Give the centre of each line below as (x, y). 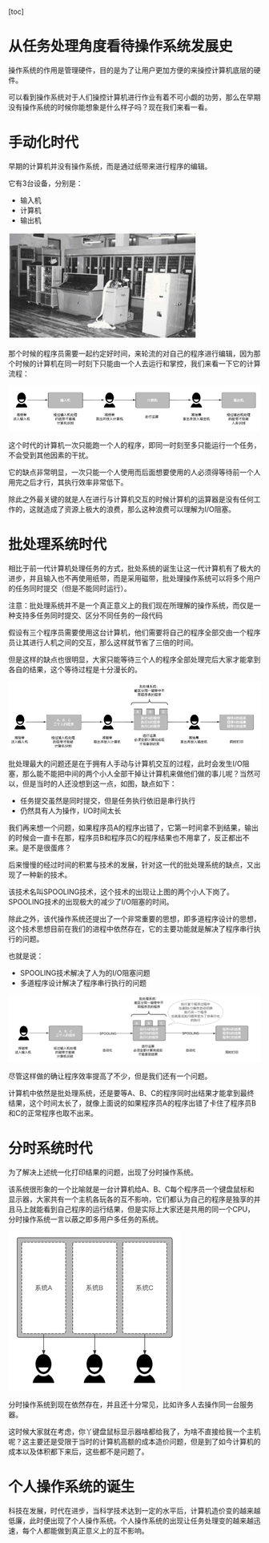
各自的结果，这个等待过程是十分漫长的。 (75, 669)
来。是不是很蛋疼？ (40, 848)
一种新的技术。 (47, 875)
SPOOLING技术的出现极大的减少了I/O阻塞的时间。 (91, 902)
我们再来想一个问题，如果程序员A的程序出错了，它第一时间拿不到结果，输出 (133, 828)
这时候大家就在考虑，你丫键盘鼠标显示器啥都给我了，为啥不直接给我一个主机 (134, 1432)
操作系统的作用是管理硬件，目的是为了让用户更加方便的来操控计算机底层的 (131, 70)
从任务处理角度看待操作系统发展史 (121, 46)
